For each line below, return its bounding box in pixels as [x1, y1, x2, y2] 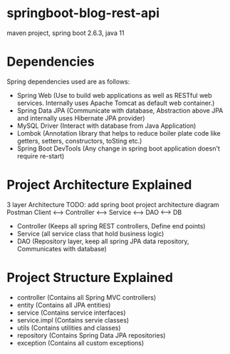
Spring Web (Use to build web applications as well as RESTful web [16, 91, 212, 99]
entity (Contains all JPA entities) [16, 300, 111, 309]
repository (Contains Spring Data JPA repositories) [16, 330, 166, 340]
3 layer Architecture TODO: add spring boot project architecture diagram [6, 200, 220, 208]
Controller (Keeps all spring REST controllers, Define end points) [16, 221, 206, 230]
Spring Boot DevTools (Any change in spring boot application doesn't [16, 144, 220, 153]
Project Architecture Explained [6, 177, 192, 193]
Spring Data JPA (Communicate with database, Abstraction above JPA [16, 106, 224, 115]
